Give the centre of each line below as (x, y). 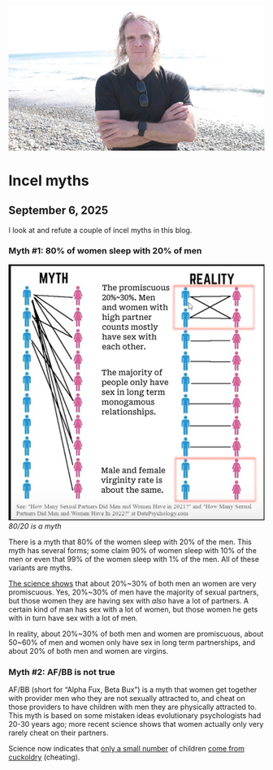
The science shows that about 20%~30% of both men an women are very (132, 583)
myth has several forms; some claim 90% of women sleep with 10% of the (133, 550)
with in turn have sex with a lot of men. (73, 618)
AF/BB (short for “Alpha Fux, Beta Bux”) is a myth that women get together (133, 690)
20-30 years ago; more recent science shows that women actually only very (136, 725)
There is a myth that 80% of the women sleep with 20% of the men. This (130, 542)
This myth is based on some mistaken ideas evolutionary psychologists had (135, 716)
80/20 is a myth (35, 526)
